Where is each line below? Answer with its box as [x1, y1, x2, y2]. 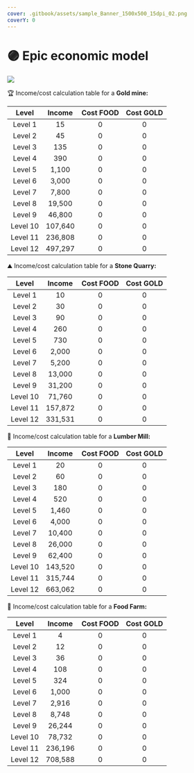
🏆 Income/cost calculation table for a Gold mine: [7, 89, 149, 97]
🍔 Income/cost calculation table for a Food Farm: [7, 602, 148, 611]
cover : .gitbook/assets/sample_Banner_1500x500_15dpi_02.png [7, 10, 188, 17]
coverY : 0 [7, 17, 36, 24]
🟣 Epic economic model [7, 48, 149, 63]
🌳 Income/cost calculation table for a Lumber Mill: [7, 432, 151, 441]
